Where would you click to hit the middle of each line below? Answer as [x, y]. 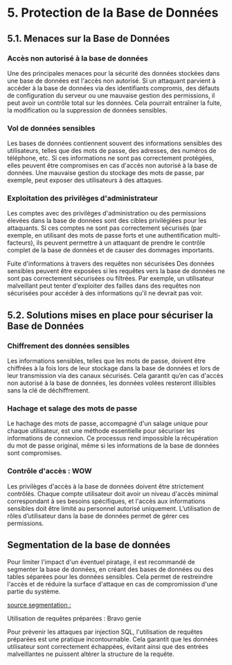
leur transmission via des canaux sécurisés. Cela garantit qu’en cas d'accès [115, 376]
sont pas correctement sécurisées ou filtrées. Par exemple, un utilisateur [111, 279]
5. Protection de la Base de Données [113, 13]
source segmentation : [39, 605]
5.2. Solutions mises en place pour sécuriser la [110, 315]
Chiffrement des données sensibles [69, 345]
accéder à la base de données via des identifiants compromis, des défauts [114, 88]
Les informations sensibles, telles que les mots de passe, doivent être [107, 361]
